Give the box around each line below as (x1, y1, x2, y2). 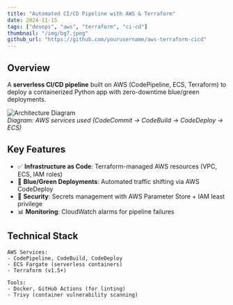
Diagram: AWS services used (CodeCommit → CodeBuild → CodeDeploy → (7, 116, 224, 124)
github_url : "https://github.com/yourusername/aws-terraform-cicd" (7, 36, 207, 43)
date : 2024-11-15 (7, 17, 58, 24)
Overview (7, 62, 51, 74)
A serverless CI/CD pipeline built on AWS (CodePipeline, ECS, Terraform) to (7, 80, 227, 88)
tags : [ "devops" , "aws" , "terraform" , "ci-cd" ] (7, 23, 148, 30)
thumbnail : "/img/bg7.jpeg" (7, 29, 89, 37)
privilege (17, 199, 43, 208)
